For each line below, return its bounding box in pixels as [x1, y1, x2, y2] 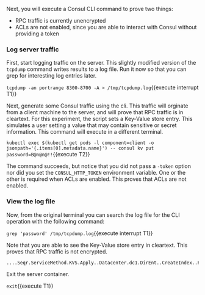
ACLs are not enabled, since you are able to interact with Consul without [15, 24, 197, 31]
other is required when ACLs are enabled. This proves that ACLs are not [6, 175, 187, 183]
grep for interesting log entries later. [6, 72, 97, 79]
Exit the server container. [6, 270, 70, 277]
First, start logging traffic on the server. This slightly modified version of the [6, 59, 196, 67]
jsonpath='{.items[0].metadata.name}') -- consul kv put [6, 145, 154, 151]
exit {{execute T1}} [6, 282, 54, 290]
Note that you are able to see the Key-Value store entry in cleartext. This [6, 241, 188, 249]
